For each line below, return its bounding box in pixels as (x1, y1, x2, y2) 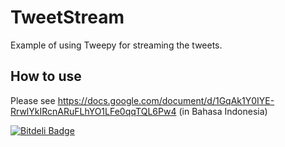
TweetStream (10, 6, 125, 29)
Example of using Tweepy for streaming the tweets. (10, 39, 223, 51)
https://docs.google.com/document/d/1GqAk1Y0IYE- (57, 94, 275, 106)
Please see (10, 94, 56, 106)
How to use (10, 68, 82, 85)
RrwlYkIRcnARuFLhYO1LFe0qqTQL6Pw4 (10, 105, 177, 117)
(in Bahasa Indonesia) (178, 105, 268, 117)
